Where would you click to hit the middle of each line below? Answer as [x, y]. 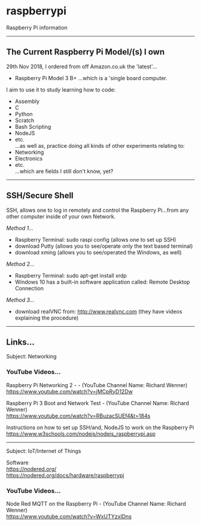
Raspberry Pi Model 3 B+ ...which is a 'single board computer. [91, 78]
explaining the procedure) [47, 318]
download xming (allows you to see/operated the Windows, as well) [98, 252]
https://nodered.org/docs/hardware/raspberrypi [65, 475]
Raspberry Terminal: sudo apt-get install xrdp [71, 275]
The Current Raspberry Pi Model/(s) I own [86, 52]
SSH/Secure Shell [40, 196]
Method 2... [20, 264]
